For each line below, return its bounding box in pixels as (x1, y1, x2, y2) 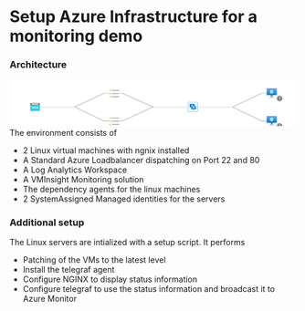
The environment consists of (9, 127, 118, 138)
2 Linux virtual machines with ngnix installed (22, 144, 190, 156)
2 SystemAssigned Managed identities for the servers (22, 193, 226, 204)
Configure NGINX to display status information (22, 274, 198, 285)
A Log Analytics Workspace (22, 164, 128, 175)
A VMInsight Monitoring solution (22, 173, 144, 184)
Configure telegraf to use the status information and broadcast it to (22, 283, 276, 294)
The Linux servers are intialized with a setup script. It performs (9, 236, 246, 247)
